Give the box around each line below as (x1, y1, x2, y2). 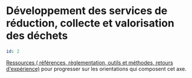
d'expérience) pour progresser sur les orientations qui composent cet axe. (6, 65, 187, 72)
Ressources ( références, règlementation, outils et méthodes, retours (6, 59, 174, 66)
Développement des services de (6, 4, 168, 18)
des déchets (6, 29, 68, 42)
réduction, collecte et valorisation (6, 16, 175, 30)
